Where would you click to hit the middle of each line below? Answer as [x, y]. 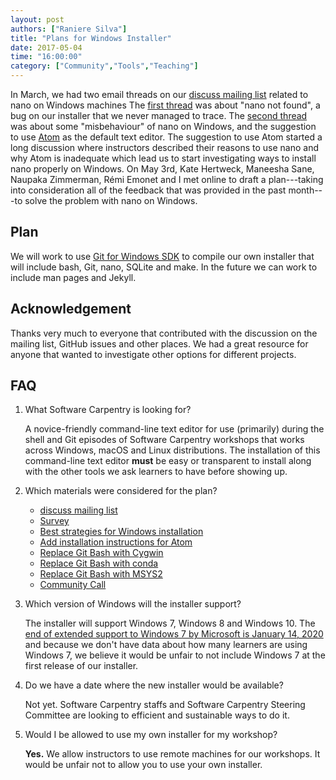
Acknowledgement [71, 309]
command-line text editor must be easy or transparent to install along [168, 461]
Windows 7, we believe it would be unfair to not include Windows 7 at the [175, 655]
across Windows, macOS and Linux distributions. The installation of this [172, 450]
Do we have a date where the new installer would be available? [154, 685]
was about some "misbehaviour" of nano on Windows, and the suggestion [163, 126]
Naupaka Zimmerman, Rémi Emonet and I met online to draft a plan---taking [167, 179]
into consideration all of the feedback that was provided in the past [148, 190]
